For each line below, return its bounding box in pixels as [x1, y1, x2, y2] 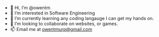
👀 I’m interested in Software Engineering [10, 10, 96, 16]
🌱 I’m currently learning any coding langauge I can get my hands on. [10, 15, 154, 21]
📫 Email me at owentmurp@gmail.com [10, 26, 93, 32]
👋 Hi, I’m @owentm [10, 5, 51, 10]
